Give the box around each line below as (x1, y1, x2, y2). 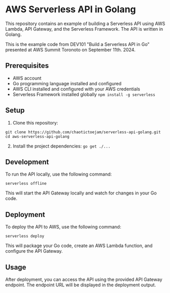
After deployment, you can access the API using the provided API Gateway (5, 277, 162, 282)
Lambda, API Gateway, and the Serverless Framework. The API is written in (5, 26, 163, 32)
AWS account (12, 75, 42, 81)
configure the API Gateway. (5, 248, 63, 254)
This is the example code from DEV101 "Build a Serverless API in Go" (5, 41, 150, 47)
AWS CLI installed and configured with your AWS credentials (12, 86, 140, 92)
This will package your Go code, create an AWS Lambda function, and (5, 242, 153, 249)
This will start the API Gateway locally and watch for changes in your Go (5, 190, 157, 196)
